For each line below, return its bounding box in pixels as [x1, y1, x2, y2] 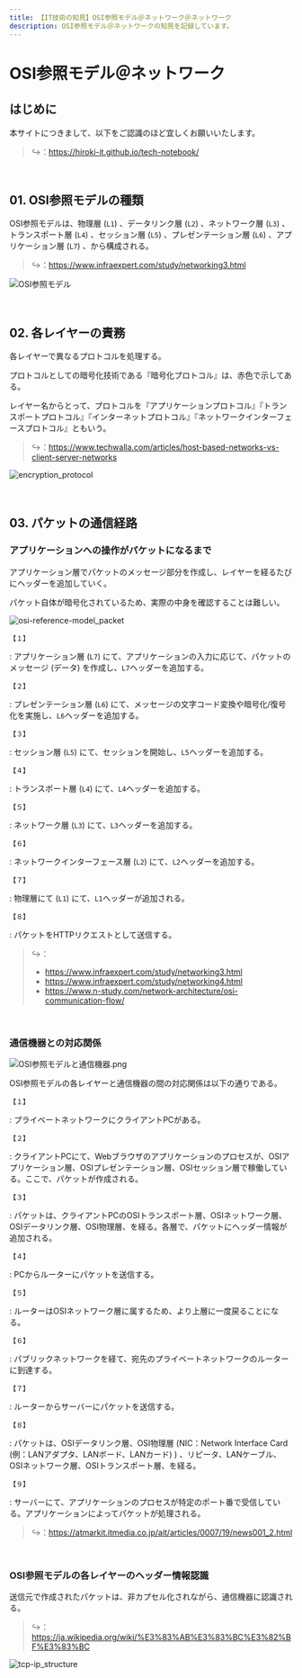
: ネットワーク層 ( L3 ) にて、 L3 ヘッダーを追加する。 [9, 820, 198, 830]
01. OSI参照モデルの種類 [9, 193, 144, 208]
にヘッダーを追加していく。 [9, 578, 112, 588]
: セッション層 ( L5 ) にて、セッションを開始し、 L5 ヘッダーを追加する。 [9, 746, 269, 757]
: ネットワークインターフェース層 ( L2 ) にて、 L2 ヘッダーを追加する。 [9, 856, 260, 866]
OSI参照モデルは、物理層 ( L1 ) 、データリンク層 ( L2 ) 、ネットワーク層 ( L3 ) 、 [9, 218, 290, 229]
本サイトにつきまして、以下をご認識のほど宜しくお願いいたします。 [9, 127, 261, 138]
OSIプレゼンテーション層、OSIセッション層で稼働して [79, 1162, 280, 1173]
